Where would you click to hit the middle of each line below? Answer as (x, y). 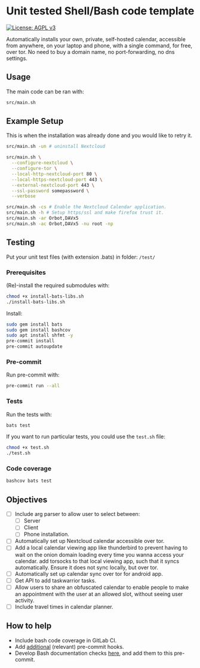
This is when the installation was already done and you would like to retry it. (99, 135)
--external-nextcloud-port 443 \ (53, 185)
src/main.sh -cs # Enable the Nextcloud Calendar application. (87, 207)
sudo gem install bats (34, 324)
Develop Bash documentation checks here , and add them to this (94, 653)
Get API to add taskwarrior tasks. (56, 580)
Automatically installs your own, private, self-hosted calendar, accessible (96, 39)
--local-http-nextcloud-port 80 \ (54, 174)
